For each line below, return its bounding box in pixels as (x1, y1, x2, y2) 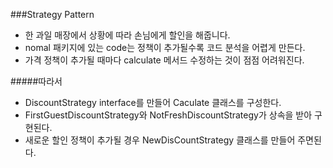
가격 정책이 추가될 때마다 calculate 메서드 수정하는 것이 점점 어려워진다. (24, 54, 305, 66)
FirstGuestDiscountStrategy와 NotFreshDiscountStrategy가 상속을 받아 (24, 109, 313, 121)
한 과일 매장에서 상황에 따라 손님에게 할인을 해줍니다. (24, 29, 231, 41)
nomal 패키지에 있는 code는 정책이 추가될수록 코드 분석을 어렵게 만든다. (24, 42, 306, 53)
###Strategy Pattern (10, 9, 95, 20)
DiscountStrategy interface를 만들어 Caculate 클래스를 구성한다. (24, 97, 282, 108)
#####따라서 (10, 75, 63, 87)
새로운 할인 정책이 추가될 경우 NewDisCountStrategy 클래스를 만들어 (24, 134, 296, 146)
